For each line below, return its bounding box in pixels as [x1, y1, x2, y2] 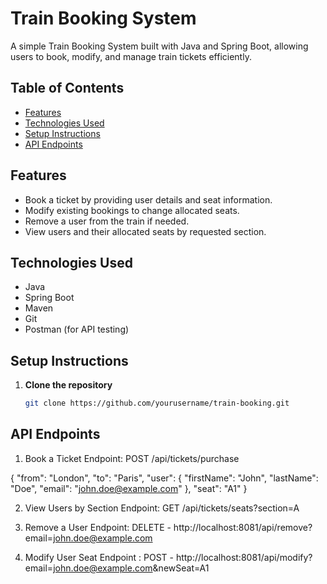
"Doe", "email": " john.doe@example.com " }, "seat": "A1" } [10, 482, 248, 494]
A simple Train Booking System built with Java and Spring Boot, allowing [10, 40, 309, 52]
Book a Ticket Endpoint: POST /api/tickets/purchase [24, 452, 240, 464]
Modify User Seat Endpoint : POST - [24, 551, 174, 563]
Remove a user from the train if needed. [24, 215, 190, 227]
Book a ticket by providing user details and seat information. [24, 193, 273, 206]
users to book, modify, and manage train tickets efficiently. [10, 50, 252, 62]
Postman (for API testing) [24, 323, 130, 336]
